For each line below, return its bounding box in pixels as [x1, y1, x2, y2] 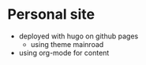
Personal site [7, 5, 95, 23]
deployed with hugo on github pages [18, 31, 139, 41]
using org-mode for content [18, 48, 110, 57]
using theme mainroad [30, 39, 104, 49]
